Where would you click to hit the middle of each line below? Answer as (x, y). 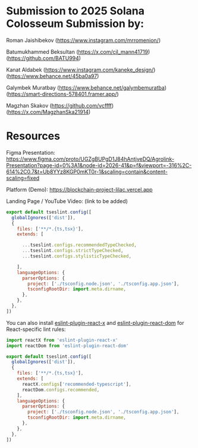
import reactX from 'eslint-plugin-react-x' (62, 340)
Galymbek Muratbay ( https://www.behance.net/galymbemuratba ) (87, 87)
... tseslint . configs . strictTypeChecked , (73, 251)
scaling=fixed (23, 178)
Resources (33, 136)
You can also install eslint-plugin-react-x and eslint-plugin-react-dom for (95, 323)
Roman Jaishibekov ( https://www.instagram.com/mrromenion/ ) (84, 40)
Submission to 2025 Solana (75, 11)
